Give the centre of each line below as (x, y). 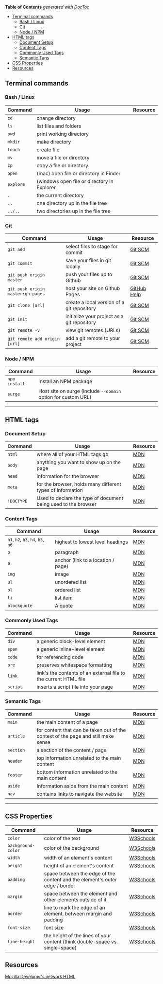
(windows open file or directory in (75, 181)
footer (15, 775)
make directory (54, 142)
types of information (60, 490)
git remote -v (24, 330)
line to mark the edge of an (74, 908)
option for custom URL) (65, 397)
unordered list (71, 582)
